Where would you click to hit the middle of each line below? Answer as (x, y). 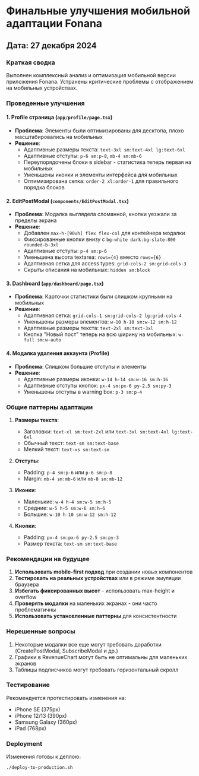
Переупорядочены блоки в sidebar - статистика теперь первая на (108, 162)
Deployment (24, 743)
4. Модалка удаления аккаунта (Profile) (58, 353)
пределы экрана (36, 220)
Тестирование (28, 685)
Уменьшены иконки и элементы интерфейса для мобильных (101, 175)
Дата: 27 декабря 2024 (51, 45)
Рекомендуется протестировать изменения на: (66, 698)
